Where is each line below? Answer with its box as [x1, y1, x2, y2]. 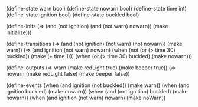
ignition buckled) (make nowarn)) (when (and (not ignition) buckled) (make [6, 88, 188, 95]
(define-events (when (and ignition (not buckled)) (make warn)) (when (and [6, 82, 190, 89]
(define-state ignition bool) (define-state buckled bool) [6, 11, 139, 18]
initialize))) [6, 29, 32, 36]
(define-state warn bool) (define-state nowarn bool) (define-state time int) [6, 5, 187, 12]
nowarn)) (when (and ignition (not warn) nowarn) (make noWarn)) [6, 94, 166, 101]
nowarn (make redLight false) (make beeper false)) [6, 71, 130, 77]
